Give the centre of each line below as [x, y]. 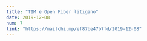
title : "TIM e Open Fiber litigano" [52, 12]
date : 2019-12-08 [28, 17]
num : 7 [15, 23]
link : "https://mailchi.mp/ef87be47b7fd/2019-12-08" [74, 29]
